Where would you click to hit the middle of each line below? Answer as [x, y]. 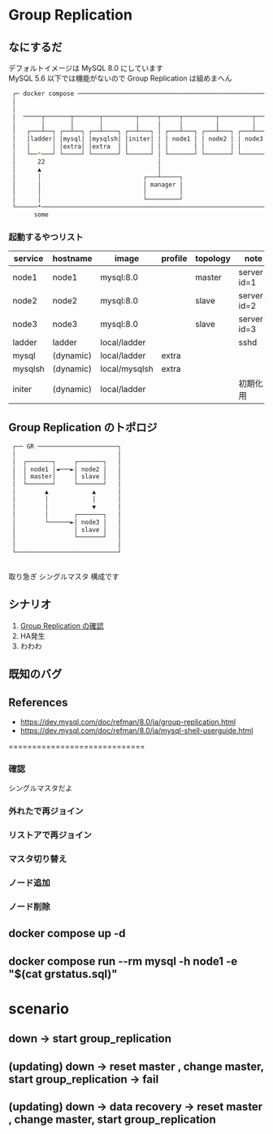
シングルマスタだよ [41, 788]
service [28, 259]
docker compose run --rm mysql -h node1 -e [123, 961]
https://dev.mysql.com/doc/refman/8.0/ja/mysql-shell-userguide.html [136, 731]
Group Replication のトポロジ [83, 427]
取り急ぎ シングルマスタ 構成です [64, 576]
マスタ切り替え [38, 859]
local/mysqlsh [127, 369]
